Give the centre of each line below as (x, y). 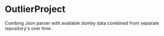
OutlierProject (35, 9)
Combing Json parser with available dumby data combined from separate (82, 23)
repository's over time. (29, 28)
